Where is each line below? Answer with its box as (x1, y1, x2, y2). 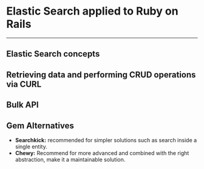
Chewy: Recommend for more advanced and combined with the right (15, 149, 189, 156)
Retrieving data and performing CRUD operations (6, 69, 196, 80)
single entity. (15, 143, 47, 150)
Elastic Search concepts (6, 49, 100, 59)
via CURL (6, 79, 42, 89)
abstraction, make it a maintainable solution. (15, 156, 126, 163)
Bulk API (6, 100, 39, 110)
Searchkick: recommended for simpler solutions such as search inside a (15, 136, 197, 143)
